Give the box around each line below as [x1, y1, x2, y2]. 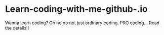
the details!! [5, 25, 29, 31]
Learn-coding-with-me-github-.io [5, 3, 148, 15]
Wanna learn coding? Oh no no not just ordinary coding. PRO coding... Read [5, 20, 160, 26]
